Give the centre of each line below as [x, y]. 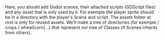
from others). [18, 33]
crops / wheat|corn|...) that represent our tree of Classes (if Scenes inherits [82, 27]
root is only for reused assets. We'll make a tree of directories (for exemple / [82, 22]
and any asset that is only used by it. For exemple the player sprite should [80, 12]
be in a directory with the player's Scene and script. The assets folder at [78, 17]
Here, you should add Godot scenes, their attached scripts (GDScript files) [80, 7]
